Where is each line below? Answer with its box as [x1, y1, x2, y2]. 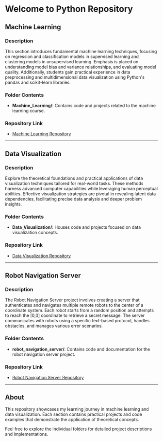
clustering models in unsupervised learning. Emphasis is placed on [5, 58, 139, 64]
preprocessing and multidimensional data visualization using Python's [5, 74, 145, 80]
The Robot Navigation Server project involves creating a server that [5, 297, 140, 303]
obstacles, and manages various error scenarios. [5, 323, 103, 329]
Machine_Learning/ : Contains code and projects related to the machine [12, 103, 156, 109]
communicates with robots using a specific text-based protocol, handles [5, 318, 150, 324]
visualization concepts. [12, 230, 58, 236]
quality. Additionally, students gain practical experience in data [5, 69, 130, 75]
